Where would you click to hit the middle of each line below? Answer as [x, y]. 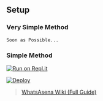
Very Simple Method [37, 27]
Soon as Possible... [33, 40]
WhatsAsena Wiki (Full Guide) [59, 92]
